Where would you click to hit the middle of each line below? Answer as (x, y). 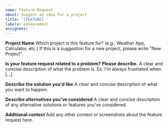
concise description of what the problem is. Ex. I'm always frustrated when (83, 69)
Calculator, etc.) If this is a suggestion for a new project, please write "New (83, 49)
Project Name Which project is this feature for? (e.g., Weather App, (75, 43)
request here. (19, 120)
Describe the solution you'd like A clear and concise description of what (81, 84)
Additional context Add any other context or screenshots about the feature (84, 115)
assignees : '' (20, 29)
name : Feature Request (29, 10)
